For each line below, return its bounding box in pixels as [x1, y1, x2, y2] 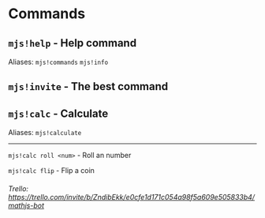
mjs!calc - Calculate [8, 107, 109, 120]
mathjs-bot [8, 201, 45, 210]
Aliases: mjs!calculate [8, 128, 82, 137]
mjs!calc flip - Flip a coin [8, 166, 95, 175]
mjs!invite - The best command [8, 80, 169, 93]
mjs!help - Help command [8, 36, 136, 50]
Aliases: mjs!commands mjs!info [8, 57, 109, 66]
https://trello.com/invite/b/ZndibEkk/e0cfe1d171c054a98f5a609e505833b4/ [8, 192, 255, 201]
